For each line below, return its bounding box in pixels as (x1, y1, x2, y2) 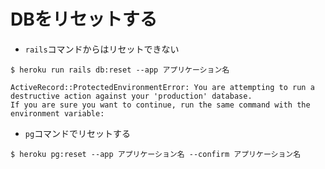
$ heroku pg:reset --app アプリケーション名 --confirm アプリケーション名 (10, 149, 302, 159)
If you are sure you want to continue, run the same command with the (10, 100, 311, 110)
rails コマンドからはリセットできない (24, 43, 180, 55)
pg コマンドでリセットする (24, 127, 132, 139)
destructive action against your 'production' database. (10, 91, 253, 101)
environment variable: (10, 108, 105, 119)
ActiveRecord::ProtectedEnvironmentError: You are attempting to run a (10, 82, 315, 92)
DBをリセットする (10, 8, 158, 31)
